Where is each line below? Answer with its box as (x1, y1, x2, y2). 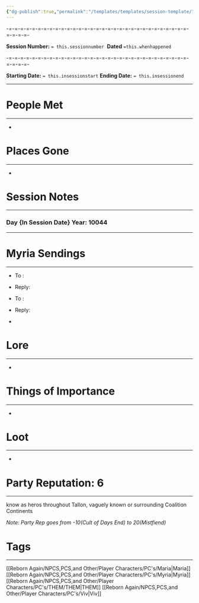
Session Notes (6, 190, 79, 203)
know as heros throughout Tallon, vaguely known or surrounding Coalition (6, 501, 187, 508)
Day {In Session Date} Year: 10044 (6, 219, 108, 227)
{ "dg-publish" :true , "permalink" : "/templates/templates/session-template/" (6, 8, 195, 15)
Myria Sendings (6, 246, 86, 260)
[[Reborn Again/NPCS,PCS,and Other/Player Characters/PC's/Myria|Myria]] (6, 571, 191, 578)
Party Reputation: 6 (6, 476, 104, 489)
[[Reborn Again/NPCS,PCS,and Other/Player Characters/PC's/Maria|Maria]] (6, 565, 191, 572)
